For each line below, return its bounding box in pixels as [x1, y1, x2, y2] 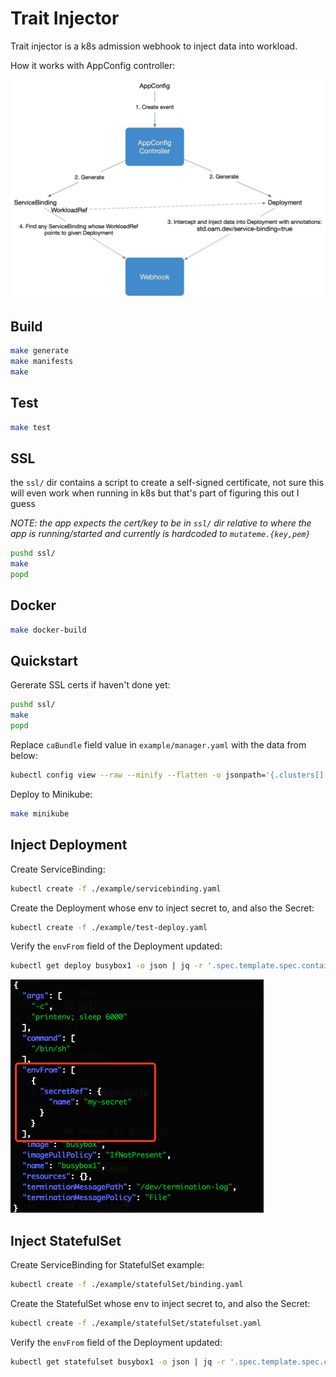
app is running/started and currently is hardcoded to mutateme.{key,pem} [10, 528, 311, 540]
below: [10, 750, 38, 762]
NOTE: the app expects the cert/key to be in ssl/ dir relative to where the [10, 517, 312, 529]
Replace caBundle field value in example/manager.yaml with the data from [10, 739, 307, 751]
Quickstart [10, 653, 79, 670]
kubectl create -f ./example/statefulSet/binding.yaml [10, 1280, 244, 1290]
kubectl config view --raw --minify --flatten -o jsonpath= [10, 770, 267, 781]
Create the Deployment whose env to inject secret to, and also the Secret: [10, 902, 315, 914]
